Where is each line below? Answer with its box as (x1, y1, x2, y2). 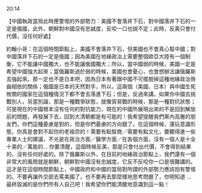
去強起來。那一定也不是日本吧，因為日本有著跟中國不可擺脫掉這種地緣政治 (6, 75, 191, 82)
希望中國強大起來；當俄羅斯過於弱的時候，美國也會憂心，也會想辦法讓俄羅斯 (6, 68, 196, 75)
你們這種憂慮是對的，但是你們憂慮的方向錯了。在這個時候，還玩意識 (22, 120, 191, 127)
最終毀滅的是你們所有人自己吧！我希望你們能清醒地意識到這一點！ (6, 180, 170, 188)
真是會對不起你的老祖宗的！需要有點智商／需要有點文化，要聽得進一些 (22, 128, 196, 135)
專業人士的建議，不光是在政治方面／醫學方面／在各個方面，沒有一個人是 (6, 135, 185, 142)
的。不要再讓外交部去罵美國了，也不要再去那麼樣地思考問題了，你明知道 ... (6, 173, 192, 180)
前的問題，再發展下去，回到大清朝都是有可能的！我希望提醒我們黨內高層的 (6, 113, 191, 120)
